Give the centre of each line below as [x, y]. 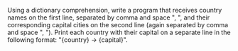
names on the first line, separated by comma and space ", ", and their [109, 17]
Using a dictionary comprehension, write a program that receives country [115, 10]
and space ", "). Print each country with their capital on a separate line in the [119, 32]
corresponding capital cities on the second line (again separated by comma [118, 25]
